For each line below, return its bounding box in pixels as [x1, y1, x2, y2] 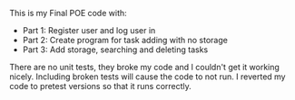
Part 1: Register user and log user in [22, 25, 156, 35]
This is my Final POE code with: [9, 8, 127, 18]
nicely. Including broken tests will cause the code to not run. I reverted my [9, 71, 286, 82]
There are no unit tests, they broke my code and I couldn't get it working [9, 62, 280, 72]
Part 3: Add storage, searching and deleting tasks [22, 44, 209, 55]
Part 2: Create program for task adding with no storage [22, 35, 229, 45]
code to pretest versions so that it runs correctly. [9, 81, 192, 91]
